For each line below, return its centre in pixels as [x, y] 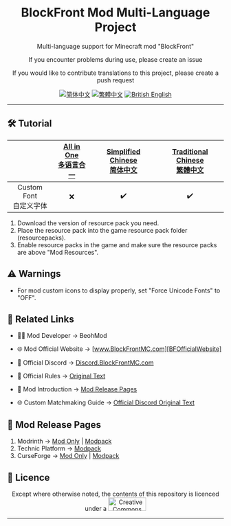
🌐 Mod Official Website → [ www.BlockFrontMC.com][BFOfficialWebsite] [119, 349]
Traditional [190, 151]
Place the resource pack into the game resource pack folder [102, 230]
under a [96, 508]
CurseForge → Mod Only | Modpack [68, 456]
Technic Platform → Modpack [59, 448]
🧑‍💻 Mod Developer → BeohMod [62, 336]
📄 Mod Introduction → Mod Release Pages [77, 389]
